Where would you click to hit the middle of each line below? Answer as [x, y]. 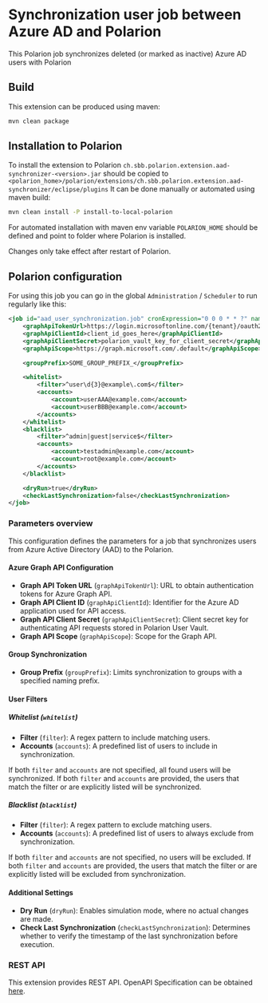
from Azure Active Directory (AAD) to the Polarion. [91, 549]
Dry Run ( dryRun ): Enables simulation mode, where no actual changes [134, 910]
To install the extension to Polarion [65, 165]
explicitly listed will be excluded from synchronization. [97, 875]
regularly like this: [37, 304]
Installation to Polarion [65, 146]
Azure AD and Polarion [85, 32]
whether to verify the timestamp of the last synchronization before [129, 936]
